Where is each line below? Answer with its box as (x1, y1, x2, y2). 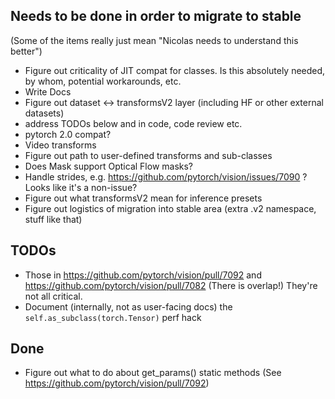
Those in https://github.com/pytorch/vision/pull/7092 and (24, 269, 262, 281)
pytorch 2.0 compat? (24, 128, 112, 140)
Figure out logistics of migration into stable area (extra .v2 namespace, (24, 202, 317, 214)
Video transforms (24, 139, 97, 151)
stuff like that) (24, 213, 83, 225)
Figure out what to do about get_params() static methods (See (24, 367, 282, 379)
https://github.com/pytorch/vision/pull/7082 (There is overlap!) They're (24, 279, 318, 291)
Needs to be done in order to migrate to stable (10, 8, 302, 25)
